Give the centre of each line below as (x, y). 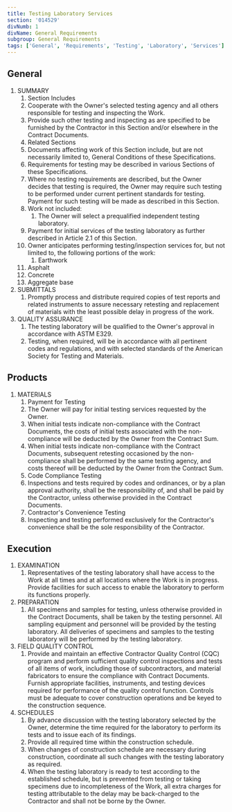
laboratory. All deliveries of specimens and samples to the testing (121, 632)
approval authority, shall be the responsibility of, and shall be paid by (125, 490)
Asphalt (38, 267)
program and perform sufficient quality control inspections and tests (125, 661)
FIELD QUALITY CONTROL (55, 646)
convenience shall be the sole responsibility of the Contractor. (116, 527)
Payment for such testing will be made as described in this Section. (123, 201)
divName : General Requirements (52, 33)
